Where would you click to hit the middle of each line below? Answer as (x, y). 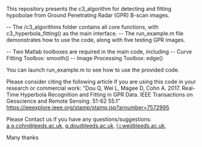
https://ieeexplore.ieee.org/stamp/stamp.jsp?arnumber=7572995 (88, 108)
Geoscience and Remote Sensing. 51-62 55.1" (63, 101)
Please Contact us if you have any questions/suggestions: (79, 119)
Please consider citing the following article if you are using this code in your (101, 82)
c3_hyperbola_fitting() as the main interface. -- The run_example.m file (95, 33)
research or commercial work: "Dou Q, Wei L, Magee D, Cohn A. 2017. (93, 88)
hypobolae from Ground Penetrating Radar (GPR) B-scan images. (88, 15)
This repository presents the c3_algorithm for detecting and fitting (89, 9)
